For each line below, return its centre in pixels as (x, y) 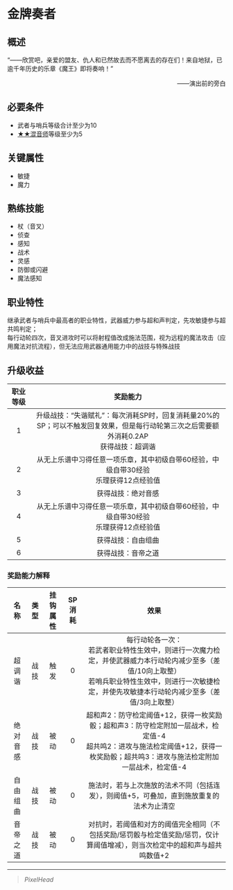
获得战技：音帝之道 (128, 553)
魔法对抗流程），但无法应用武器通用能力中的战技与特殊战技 (96, 347)
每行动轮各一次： (154, 640)
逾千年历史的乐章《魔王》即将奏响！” (60, 69)
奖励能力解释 (29, 575)
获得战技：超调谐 (128, 446)
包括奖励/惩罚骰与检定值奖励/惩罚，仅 (151, 835)
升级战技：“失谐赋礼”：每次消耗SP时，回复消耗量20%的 (128, 415)
